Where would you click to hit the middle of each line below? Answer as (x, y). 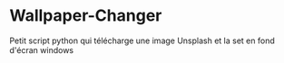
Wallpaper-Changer (86, 16)
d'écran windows (42, 49)
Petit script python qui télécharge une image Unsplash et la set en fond (142, 40)
